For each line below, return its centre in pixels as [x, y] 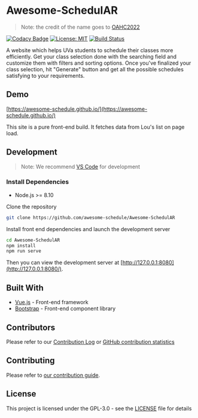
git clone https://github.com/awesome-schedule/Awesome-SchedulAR [91, 217]
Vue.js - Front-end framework [51, 302]
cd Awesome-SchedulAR [33, 240]
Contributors [31, 327]
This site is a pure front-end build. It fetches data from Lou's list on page [95, 127]
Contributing [31, 361]
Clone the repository [31, 207]
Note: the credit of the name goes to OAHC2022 [80, 27]
